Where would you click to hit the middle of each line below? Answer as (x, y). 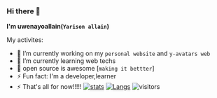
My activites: (25, 40)
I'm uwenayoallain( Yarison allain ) (58, 27)
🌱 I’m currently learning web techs (66, 61)
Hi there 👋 (24, 11)
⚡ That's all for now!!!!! (49, 87)
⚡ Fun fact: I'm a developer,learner (66, 76)
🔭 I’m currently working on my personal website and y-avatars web (113, 54)
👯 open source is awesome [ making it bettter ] (85, 69)
